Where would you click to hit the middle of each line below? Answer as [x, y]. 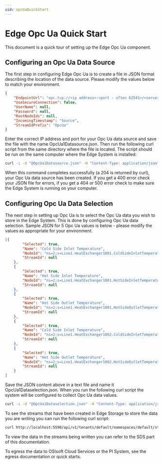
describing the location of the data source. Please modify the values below [80, 79]
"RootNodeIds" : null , [35, 116]
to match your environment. [33, 84]
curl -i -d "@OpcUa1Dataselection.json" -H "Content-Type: [66, 404]
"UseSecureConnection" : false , [45, 103]
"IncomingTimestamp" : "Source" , [46, 121]
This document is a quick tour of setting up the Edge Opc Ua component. [78, 47]
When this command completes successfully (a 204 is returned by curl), [77, 173]
